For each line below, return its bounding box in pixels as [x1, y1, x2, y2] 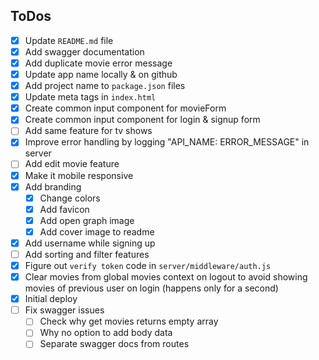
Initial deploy [24, 293, 78, 305]
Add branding [24, 180, 82, 193]
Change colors [39, 192, 101, 204]
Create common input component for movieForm [24, 102, 227, 114]
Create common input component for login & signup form [24, 114, 261, 126]
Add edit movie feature [24, 158, 120, 170]
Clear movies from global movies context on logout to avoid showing [24, 271, 308, 283]
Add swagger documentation [24, 45, 145, 58]
